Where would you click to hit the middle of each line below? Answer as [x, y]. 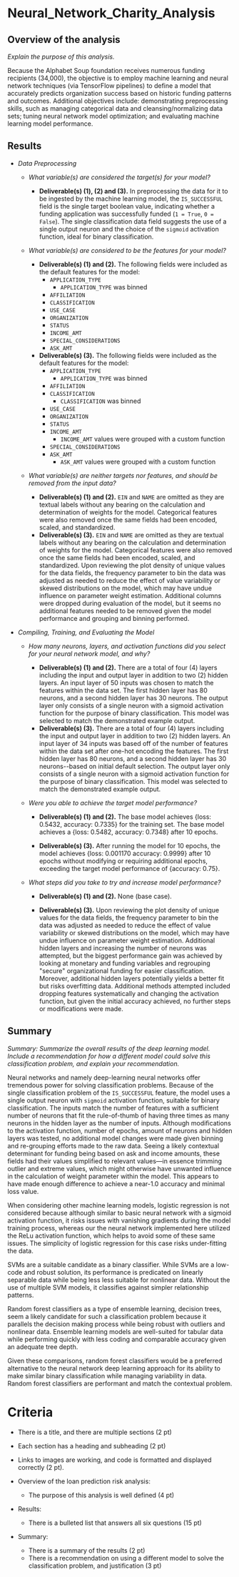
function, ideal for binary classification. [96, 237]
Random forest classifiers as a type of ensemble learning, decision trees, [115, 1308]
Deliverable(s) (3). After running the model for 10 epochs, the [130, 845]
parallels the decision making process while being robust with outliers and [116, 1324]
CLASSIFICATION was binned [101, 401]
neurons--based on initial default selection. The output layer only [134, 766]
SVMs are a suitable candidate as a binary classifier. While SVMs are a [111, 1264]
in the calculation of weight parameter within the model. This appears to [113, 1176]
